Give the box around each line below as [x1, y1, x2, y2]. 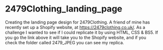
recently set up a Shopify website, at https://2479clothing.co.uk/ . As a [5, 24, 145, 30]
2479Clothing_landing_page [5, 3, 123, 14]
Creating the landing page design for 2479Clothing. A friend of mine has [5, 19, 150, 25]
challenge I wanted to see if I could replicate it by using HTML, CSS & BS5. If [5, 29, 158, 35]
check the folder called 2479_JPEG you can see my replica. [5, 39, 124, 45]
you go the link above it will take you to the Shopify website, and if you [5, 35, 146, 40]
